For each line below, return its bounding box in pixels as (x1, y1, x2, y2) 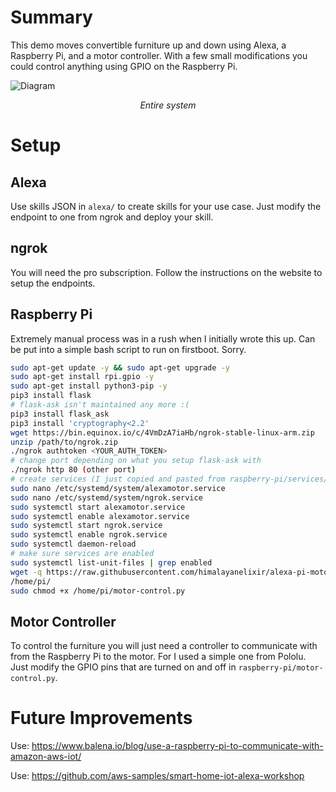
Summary (10, 6, 93, 29)
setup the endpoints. (10, 277, 96, 289)
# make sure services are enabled (10, 549, 155, 559)
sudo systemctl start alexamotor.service (10, 502, 186, 512)
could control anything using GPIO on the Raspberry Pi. (10, 60, 238, 72)
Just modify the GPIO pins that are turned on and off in (10, 661, 237, 673)
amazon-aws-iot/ (10, 751, 82, 763)
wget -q (10, 567, 43, 577)
